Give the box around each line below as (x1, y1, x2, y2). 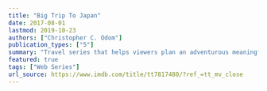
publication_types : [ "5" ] (8, 41, 94, 49)
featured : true (8, 56, 59, 64)
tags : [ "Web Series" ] (8, 63, 80, 71)
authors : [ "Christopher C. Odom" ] (8, 33, 123, 42)
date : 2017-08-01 (8, 19, 66, 27)
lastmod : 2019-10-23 (8, 26, 77, 34)
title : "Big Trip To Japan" (8, 11, 102, 20)
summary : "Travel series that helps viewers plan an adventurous (8, 48, 229, 56)
